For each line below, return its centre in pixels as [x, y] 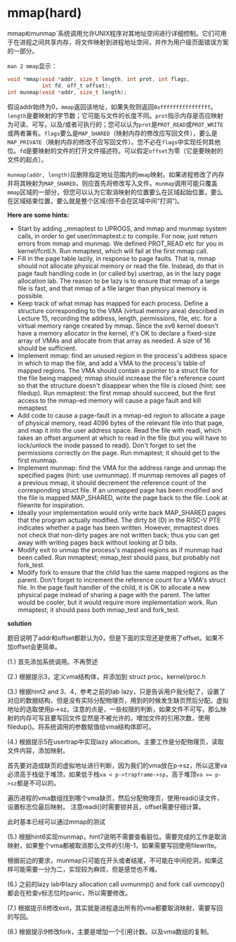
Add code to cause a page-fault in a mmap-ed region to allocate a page [121, 415]
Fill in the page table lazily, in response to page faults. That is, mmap [117, 258]
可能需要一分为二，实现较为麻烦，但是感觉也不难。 [87, 869]
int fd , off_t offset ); [77, 86]
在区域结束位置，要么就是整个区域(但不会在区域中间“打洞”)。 [96, 201]
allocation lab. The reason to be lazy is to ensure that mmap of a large [118, 281]
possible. [31, 295]
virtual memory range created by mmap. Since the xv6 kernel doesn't [118, 326]
